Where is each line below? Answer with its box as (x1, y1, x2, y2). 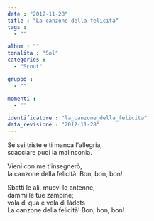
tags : (7, 23, 27, 31)
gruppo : (7, 75, 33, 82)
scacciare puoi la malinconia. (7, 149, 92, 156)
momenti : (7, 95, 37, 102)
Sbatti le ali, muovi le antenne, (7, 183, 95, 192)
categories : (7, 56, 46, 64)
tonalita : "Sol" (7, 50, 59, 57)
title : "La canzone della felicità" (7, 17, 119, 24)
